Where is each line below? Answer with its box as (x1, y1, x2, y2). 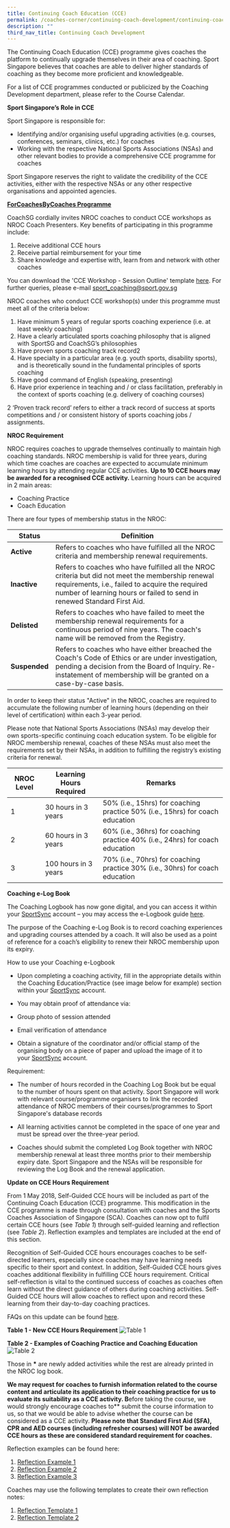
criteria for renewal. (7, 753, 63, 762)
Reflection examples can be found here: (7, 1444, 120, 1453)
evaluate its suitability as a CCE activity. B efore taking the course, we (7, 1395, 207, 1403)
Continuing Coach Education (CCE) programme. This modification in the (7, 1199, 211, 1207)
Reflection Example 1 (16, 1458, 77, 1466)
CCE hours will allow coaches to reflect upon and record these (29, 1292, 205, 1301)
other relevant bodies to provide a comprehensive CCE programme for (16, 152, 216, 160)
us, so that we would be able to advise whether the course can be (7, 1410, 193, 1418)
